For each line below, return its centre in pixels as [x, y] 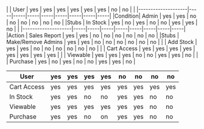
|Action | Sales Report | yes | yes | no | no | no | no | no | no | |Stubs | [93, 35]
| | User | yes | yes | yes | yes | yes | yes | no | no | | [71, 9]
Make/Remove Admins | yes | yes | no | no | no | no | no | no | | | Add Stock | [102, 42]
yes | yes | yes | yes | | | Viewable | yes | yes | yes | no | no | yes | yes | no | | [102, 55]
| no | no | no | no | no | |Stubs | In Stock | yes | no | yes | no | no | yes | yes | [102, 22]
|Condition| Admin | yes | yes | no [154, 16]
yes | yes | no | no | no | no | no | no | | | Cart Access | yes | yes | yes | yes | [101, 48]
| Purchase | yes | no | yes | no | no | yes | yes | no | [71, 61]
